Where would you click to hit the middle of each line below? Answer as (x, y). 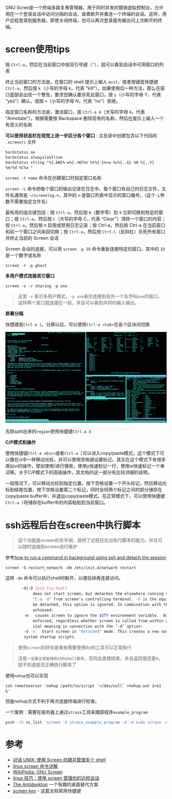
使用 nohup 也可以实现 (27, 676)
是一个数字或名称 (23, 255)
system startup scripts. (50, 637)
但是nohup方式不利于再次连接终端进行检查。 (52, 701)
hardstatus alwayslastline (34, 157)
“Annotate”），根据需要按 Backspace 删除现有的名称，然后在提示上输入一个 (85, 118)
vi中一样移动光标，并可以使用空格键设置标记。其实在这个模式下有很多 (92, 459)
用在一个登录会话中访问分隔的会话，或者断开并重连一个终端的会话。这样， (84, 14)
